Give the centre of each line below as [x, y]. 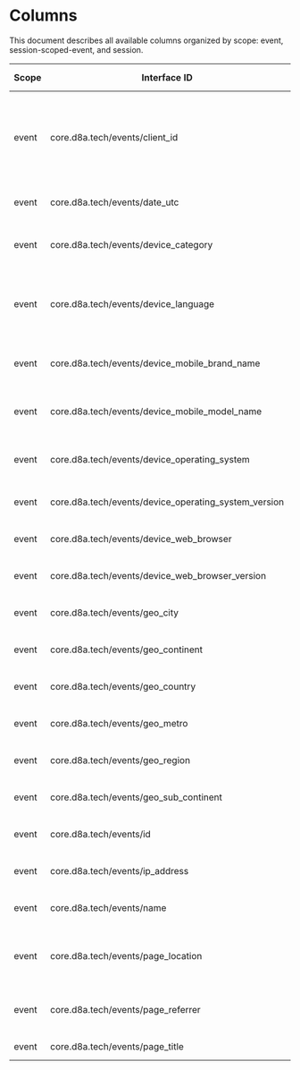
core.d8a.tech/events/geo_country [123, 686]
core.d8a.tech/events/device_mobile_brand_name [155, 363]
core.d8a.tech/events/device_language [133, 303]
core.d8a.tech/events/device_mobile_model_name [156, 411]
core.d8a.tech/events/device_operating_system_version [167, 502]
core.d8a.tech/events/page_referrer [125, 1009]
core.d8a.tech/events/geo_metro [119, 723]
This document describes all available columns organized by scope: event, [146, 40]
